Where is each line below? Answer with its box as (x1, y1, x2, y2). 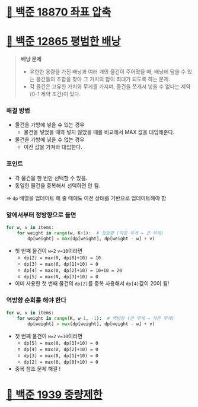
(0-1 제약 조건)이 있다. (29, 90, 81, 98)
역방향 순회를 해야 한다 (6, 296, 67, 304)
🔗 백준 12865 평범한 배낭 (6, 35, 121, 48)
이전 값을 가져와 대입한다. (23, 144, 83, 151)
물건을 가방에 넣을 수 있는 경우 (14, 121, 85, 128)
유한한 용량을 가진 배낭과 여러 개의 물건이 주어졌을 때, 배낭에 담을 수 (29, 68, 186, 75)
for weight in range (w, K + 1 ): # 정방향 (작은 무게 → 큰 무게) (17, 230, 164, 236)
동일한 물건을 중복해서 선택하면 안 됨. (14, 182, 101, 189)
